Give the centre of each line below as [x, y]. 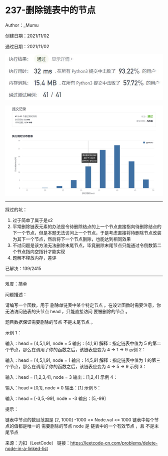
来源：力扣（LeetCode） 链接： [38, 443]
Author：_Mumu [22, 25]
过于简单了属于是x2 [32, 220]
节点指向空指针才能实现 [41, 252]
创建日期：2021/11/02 [27, 36]
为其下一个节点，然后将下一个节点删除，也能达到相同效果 [71, 239]
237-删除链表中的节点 [50, 10]
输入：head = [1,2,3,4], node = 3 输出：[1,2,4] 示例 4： [61, 377]
